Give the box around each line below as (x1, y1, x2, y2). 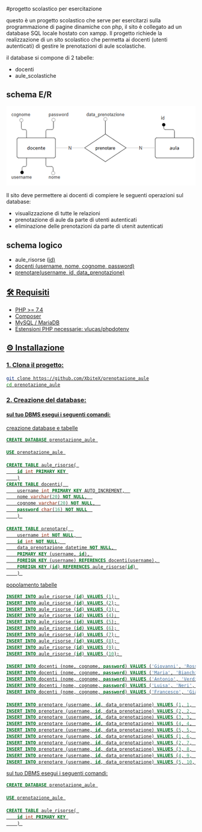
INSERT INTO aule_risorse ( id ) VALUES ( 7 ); (6, 632, 117, 638)
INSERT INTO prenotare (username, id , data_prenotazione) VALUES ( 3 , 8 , (6, 746, 192, 752)
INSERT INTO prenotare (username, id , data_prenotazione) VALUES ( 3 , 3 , (6, 714, 192, 720)
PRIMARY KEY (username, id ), (17, 551, 90, 557)
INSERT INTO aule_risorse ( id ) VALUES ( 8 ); (6, 638, 117, 644)
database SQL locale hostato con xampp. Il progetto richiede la (6, 30, 162, 37)
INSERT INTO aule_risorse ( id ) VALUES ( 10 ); (6, 651, 120, 657)
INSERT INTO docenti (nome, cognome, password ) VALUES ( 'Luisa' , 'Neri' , (6, 682, 195, 689)
